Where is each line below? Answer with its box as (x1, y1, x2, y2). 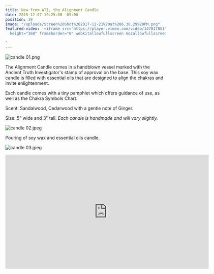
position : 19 (5, 17, 33, 22)
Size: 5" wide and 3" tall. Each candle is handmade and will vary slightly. (5, 115, 159, 121)
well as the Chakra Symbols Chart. (5, 95, 78, 101)
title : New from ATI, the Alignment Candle (5, 7, 99, 13)
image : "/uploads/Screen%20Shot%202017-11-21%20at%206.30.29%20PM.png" (5, 21, 160, 27)
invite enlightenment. (5, 80, 49, 86)
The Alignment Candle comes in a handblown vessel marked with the (5, 64, 150, 70)
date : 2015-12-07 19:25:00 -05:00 (5, 12, 79, 17)
